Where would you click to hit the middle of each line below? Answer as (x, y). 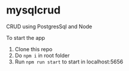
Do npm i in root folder (42, 55)
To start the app (26, 38)
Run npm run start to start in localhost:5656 (69, 62)
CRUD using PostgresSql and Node (49, 26)
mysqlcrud (33, 10)
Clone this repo (33, 49)
